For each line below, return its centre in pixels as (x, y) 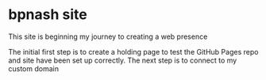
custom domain (34, 68)
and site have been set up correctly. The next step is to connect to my (123, 60)
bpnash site (48, 15)
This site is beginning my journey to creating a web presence (108, 36)
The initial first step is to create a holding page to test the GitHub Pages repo (133, 51)
